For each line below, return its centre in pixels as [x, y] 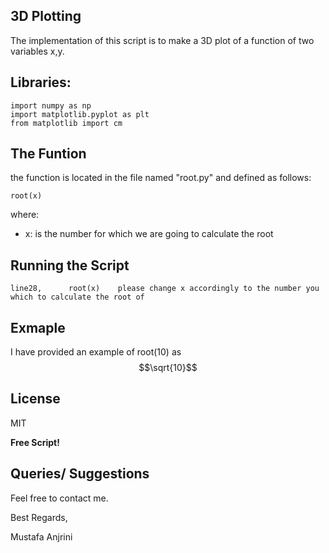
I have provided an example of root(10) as [96, 352]
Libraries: [41, 82]
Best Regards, [39, 517]
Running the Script [70, 265]
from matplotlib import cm [66, 123]
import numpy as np [51, 105]
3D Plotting [46, 16]
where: [25, 215]
